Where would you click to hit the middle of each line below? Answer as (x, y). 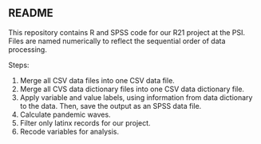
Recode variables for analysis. (69, 131)
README (31, 13)
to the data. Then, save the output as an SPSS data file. (111, 106)
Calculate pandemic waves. (65, 114)
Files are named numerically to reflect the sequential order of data (117, 41)
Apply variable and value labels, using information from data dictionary (136, 97)
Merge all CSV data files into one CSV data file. (97, 80)
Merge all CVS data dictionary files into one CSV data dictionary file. (132, 89)
